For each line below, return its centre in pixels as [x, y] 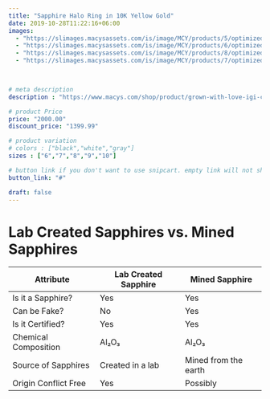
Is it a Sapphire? [43, 298]
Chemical [30, 337]
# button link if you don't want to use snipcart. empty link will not [131, 170]
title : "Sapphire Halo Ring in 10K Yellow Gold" [91, 16]
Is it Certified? [39, 324]
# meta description [41, 89]
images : [21, 31]
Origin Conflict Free [49, 384]
